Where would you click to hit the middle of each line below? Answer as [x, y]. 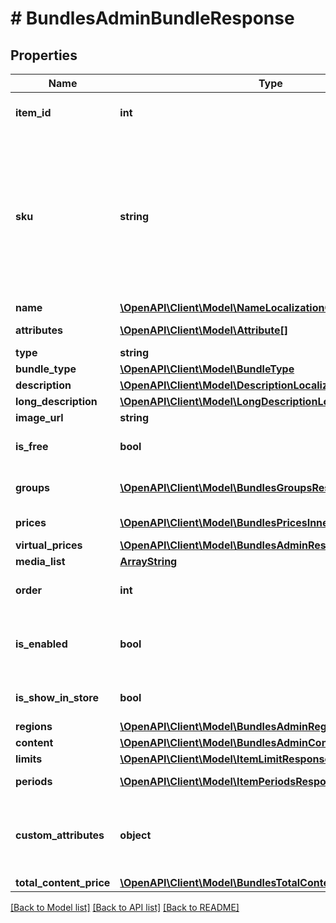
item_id [33, 112]
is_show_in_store [57, 697]
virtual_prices [49, 545]
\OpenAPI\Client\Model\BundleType [207, 369]
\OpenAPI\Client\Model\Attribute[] [204, 330]
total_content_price [63, 882]
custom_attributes [60, 835]
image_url [39, 417]
